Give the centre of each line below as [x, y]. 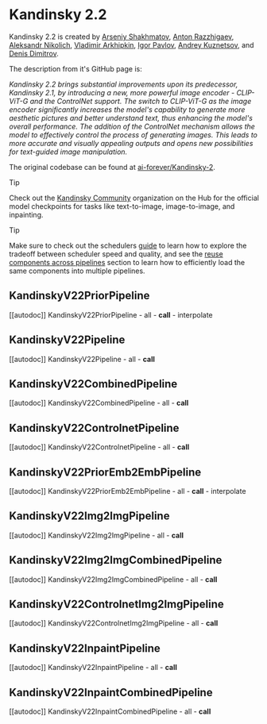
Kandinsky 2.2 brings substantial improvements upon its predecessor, [124, 84]
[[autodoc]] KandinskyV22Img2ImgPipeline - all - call [97, 535]
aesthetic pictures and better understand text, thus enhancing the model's [131, 117]
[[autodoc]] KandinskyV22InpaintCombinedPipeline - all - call [110, 711]
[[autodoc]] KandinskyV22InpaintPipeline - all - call [93, 668]
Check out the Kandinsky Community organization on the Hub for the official [134, 198]
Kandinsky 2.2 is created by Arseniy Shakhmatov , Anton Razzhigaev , [122, 37]
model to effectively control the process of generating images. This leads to [133, 135]
